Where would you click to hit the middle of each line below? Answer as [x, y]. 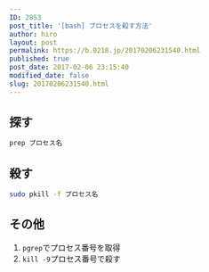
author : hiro [33, 34]
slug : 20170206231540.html [59, 84]
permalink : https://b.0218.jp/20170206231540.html [105, 51]
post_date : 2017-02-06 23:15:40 [69, 68]
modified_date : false [49, 76]
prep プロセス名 [36, 144]
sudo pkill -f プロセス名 [54, 194]
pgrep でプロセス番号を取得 [71, 247]
